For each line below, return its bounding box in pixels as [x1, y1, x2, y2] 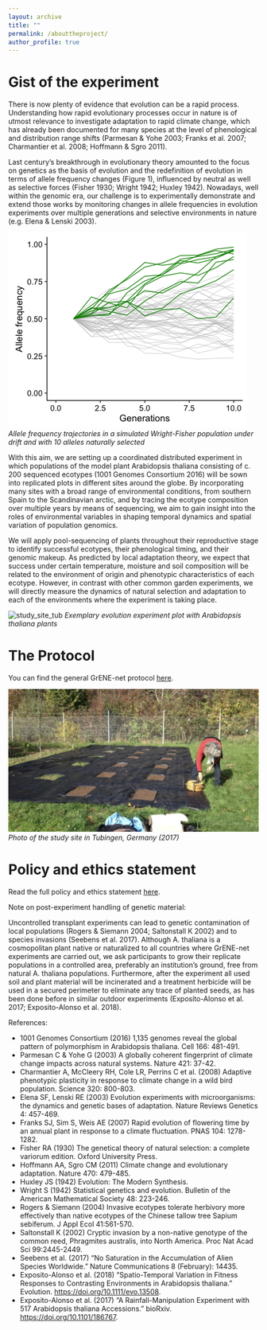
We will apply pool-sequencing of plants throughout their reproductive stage [8, 536, 259, 545]
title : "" [8, 21, 41, 29]
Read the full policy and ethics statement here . [8, 887, 161, 896]
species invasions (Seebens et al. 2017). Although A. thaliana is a [8, 934, 221, 944]
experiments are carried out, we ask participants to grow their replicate [8, 951, 241, 961]
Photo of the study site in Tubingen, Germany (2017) [8, 833, 180, 842]
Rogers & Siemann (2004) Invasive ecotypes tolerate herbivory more [19, 1202, 246, 1211]
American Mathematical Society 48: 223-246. [19, 1194, 170, 1203]
